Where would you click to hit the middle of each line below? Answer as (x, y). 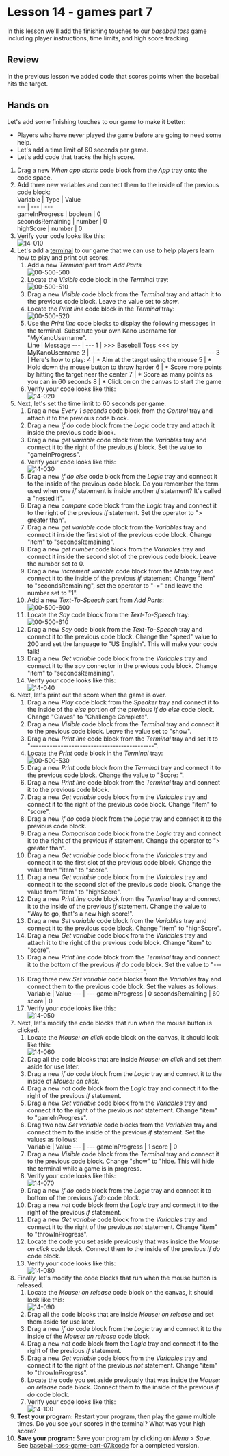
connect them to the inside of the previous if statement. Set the (116, 1132)
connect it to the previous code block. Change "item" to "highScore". (124, 928)
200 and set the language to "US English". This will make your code (122, 644)
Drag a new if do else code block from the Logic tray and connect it (122, 476)
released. (30, 1285)
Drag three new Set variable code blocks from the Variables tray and (124, 979)
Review (23, 60)
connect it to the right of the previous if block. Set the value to (114, 447)
